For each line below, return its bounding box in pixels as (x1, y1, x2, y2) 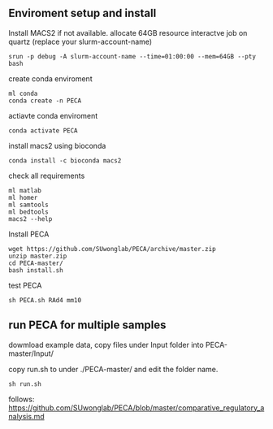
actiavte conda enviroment (8, 110, 98, 120)
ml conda (8, 89, 38, 97)
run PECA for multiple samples (8, 318, 167, 332)
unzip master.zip (8, 252, 67, 260)
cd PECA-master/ (8, 259, 63, 267)
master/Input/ (8, 349, 54, 358)
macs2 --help (8, 214, 53, 223)
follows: (8, 394, 35, 404)
